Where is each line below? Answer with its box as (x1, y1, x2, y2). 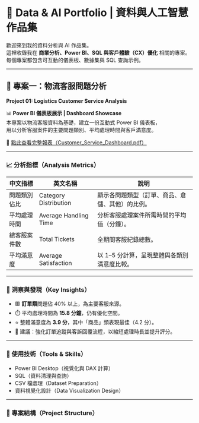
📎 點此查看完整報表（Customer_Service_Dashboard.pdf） (6, 138, 147, 146)
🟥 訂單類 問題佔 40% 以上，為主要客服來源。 (14, 300, 125, 307)
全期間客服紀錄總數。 (97, 236, 157, 244)
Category (38, 191, 65, 200)
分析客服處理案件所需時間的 (97, 211, 175, 219)
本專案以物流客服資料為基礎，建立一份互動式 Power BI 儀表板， (6, 119, 161, 126)
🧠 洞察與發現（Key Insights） (6, 285, 91, 293)
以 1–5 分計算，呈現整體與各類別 (97, 251, 188, 260)
